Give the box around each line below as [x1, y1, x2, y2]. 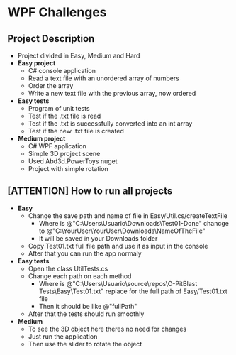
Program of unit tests [28, 104, 90, 112]
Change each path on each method [28, 271, 132, 280]
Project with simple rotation [28, 165, 108, 173]
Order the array [28, 82, 74, 89]
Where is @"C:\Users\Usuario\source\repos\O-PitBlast [38, 279, 198, 288]
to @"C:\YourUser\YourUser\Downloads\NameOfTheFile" [38, 226, 206, 235]
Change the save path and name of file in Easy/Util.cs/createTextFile [28, 211, 228, 220]
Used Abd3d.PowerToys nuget [28, 157, 118, 165]
